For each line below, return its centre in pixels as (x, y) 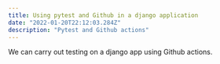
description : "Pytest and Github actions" (79, 30)
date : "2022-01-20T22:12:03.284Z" (65, 23)
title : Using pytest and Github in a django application (103, 15)
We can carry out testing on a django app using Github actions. (110, 52)
